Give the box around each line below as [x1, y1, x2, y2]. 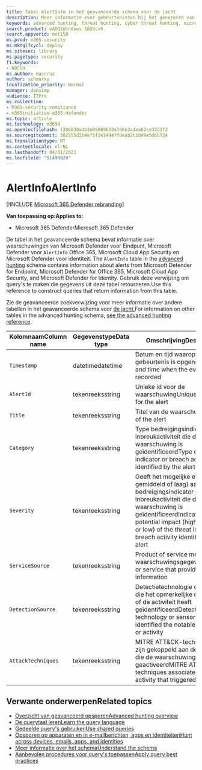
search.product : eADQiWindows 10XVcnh [6, 25, 103, 32]
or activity [135, 628, 164, 637]
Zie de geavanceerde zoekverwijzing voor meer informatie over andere [6, 299, 182, 306]
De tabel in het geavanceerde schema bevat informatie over [6, 236, 155, 243]
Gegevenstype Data [73, 333, 130, 341]
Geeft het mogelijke [135, 472, 191, 481]
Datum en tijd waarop [135, 350, 196, 359]
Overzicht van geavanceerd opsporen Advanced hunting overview [14, 712, 179, 719]
